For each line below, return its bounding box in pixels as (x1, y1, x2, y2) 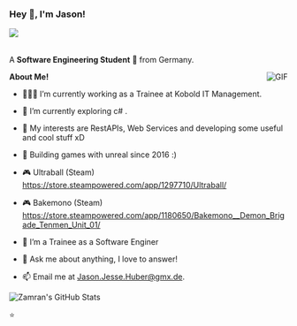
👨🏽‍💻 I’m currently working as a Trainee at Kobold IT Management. (21, 88, 263, 100)
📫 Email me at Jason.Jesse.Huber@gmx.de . (21, 271, 186, 282)
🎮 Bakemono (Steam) (21, 198, 103, 208)
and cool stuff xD (21, 133, 86, 143)
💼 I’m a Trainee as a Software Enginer (21, 237, 159, 247)
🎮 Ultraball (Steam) (21, 167, 95, 178)
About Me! (9, 72, 49, 82)
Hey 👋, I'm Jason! (9, 8, 86, 20)
